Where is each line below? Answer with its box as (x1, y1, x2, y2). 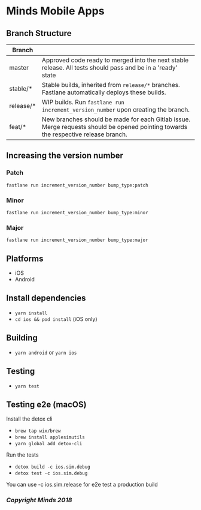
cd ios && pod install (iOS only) (14, 315, 98, 322)
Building (6, 333, 38, 343)
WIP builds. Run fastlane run (41, 98, 124, 106)
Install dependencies (6, 293, 86, 304)
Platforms (6, 253, 44, 263)
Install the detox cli (6, 415, 53, 422)
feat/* (9, 123, 27, 131)
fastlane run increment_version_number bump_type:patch (6, 182, 148, 188)
